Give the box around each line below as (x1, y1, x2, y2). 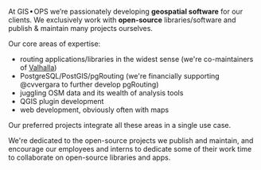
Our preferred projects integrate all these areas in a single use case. (8, 121, 232, 129)
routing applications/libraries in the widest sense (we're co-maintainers (19, 55, 254, 64)
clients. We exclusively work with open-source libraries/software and (8, 15, 236, 25)
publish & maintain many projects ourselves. (8, 24, 154, 33)
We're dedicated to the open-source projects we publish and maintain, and (8, 136, 254, 145)
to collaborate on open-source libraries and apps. (8, 153, 171, 162)
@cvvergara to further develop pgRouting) (19, 79, 159, 89)
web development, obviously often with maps (19, 105, 169, 114)
